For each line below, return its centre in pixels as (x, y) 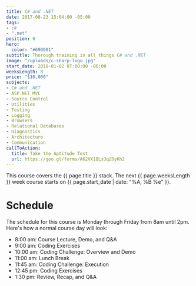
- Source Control (27, 99)
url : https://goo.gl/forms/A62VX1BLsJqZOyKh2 (68, 159)
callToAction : (24, 148)
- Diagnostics (24, 132)
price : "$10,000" (27, 77)
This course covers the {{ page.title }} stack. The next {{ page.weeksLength (98, 176)
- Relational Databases (35, 126)
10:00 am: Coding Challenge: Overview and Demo (75, 252)
